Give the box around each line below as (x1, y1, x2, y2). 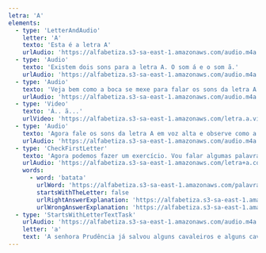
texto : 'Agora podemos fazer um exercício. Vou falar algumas (22, 151, 232, 159)
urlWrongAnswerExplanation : (36, 203, 129, 211)
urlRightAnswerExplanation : (36, 196, 129, 204)
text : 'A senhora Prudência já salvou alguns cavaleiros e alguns (22, 233, 246, 241)
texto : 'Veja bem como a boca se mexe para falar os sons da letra (22, 85, 249, 94)
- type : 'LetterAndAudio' (15, 26, 101, 34)
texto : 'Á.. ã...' (22, 108, 83, 116)
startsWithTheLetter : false (36, 188, 129, 197)
